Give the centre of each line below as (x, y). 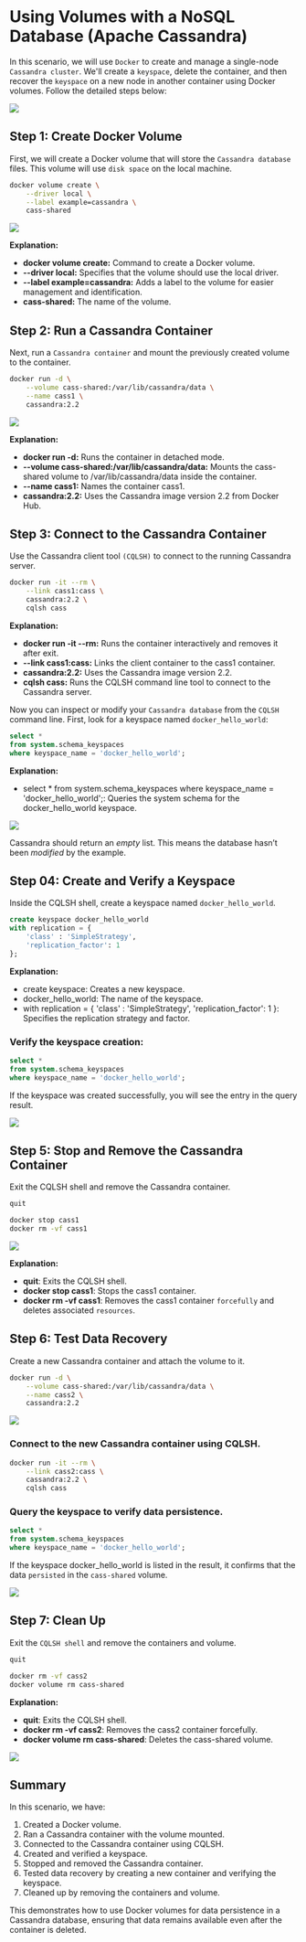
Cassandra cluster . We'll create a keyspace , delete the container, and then (148, 71)
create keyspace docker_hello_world (79, 920)
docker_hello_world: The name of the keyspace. (113, 998)
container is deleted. (48, 1930)
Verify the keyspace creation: (77, 1041)
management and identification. (83, 292)
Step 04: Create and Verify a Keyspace (122, 881)
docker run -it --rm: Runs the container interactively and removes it (150, 643)
